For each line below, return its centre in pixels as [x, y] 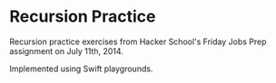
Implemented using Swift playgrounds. [81, 69]
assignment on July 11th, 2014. [67, 51]
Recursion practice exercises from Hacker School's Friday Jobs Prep [138, 41]
